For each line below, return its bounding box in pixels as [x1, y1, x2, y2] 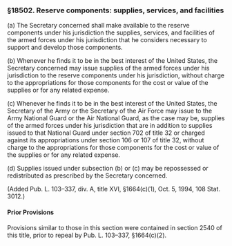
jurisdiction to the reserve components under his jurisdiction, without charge [7, 71, 224, 79]
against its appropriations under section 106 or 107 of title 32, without [7, 136, 204, 144]
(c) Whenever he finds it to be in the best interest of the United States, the [7, 100, 217, 108]
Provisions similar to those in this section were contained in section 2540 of [7, 223, 222, 231]
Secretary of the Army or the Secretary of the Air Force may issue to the [7, 106, 213, 115]
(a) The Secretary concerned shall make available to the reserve [7, 21, 190, 30]
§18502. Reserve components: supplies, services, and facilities [7, 6, 224, 15]
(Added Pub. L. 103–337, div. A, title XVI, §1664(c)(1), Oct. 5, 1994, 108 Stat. [7, 185, 221, 193]
